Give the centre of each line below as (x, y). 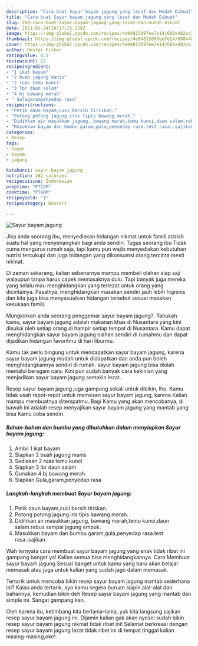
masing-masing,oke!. (32, 637)
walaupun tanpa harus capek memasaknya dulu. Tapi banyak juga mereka (96, 279)
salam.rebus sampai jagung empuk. (58, 527)
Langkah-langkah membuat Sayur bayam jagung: (69, 493)
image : (14, 34)
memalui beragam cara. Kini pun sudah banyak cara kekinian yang (87, 371)
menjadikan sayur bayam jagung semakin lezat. (64, 378)
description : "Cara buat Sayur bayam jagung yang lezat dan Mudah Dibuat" (100, 12)
